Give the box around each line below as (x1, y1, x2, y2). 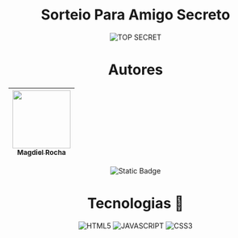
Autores (107, 61, 164, 79)
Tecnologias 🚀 (87, 194, 184, 213)
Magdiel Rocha (17, 148, 66, 157)
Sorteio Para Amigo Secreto (40, 6, 231, 24)
